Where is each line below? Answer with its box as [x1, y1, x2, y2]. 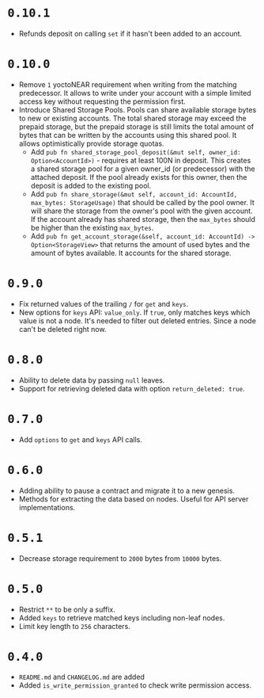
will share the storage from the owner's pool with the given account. [30, 206, 254, 216]
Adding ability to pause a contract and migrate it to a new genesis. [18, 486, 235, 495]
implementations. [18, 502, 76, 512]
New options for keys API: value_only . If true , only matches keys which [18, 307, 251, 317]
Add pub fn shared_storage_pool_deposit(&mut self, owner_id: [30, 147, 242, 156]
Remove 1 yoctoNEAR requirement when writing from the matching [18, 79, 238, 89]
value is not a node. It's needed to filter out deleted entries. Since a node [18, 315, 256, 326]
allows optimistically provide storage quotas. [18, 139, 164, 148]
